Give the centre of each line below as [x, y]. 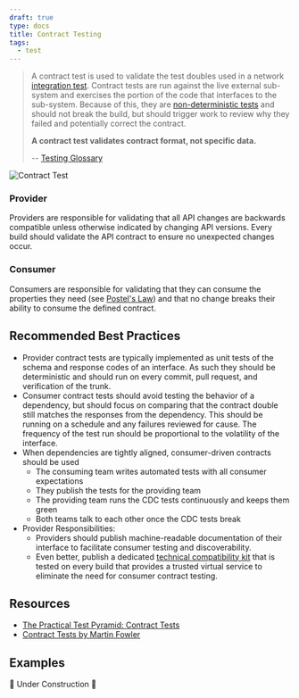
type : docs [29, 26]
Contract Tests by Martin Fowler [81, 635]
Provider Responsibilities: [69, 528]
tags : [19, 42]
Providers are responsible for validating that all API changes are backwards [147, 218]
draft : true [31, 17]
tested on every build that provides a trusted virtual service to [149, 566]
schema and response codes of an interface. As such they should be [149, 367]
